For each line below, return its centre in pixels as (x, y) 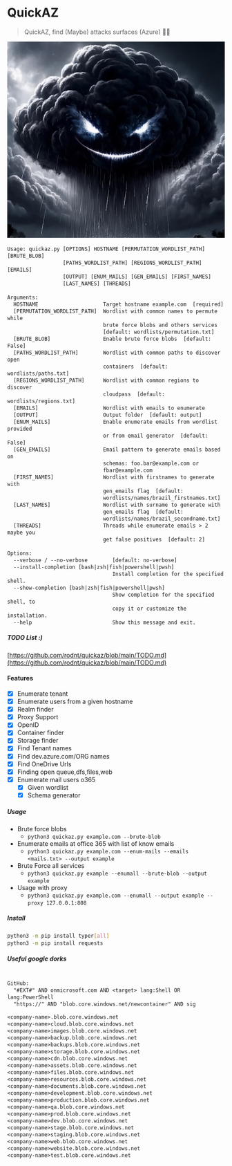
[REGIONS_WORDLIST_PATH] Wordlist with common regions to (106, 380)
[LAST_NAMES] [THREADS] (97, 284)
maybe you (21, 533)
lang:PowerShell (30, 997)
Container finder (40, 733)
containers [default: (135, 367)
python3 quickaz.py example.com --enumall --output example (116, 896)
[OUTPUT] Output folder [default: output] (108, 415)
